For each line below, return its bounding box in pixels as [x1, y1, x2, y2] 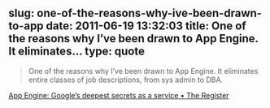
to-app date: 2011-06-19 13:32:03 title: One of [8, 19, 246, 33]
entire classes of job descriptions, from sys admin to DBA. [28, 75, 224, 84]
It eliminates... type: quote [8, 45, 145, 58]
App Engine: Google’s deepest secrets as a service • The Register [8, 90, 229, 100]
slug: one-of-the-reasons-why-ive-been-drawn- [8, 6, 263, 20]
